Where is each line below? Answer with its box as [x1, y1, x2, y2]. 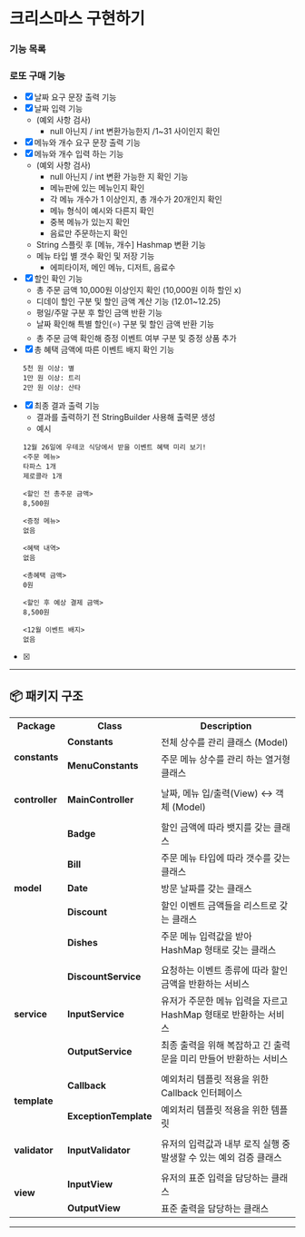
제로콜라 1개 [22, 472, 63, 481]
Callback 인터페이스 [161, 1086, 243, 1099]
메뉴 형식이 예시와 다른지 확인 [49, 205, 154, 216]
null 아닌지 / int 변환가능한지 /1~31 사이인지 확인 [49, 126, 221, 137]
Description [200, 720, 252, 732]
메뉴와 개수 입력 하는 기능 [34, 149, 124, 160]
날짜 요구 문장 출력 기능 [34, 92, 117, 103]
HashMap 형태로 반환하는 [161, 1008, 266, 1021]
